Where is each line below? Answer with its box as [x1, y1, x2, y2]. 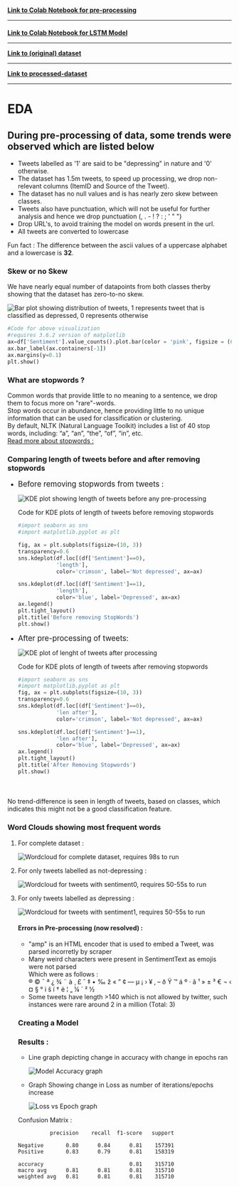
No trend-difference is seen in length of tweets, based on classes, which [7, 797, 221, 806]
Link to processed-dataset [7, 70, 87, 78]
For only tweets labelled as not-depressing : [17, 866, 147, 875]
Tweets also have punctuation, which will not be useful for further [17, 205, 211, 213]
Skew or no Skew [7, 267, 68, 277]
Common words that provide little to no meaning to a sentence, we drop [7, 391, 218, 400]
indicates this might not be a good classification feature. [7, 804, 172, 814]
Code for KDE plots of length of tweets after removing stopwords [17, 662, 208, 671]
